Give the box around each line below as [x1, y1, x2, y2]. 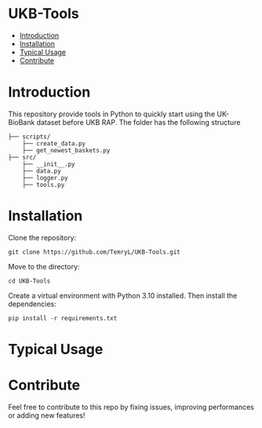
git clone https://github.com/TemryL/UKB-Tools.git [8, 248, 180, 256]
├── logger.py [22, 174, 68, 181]
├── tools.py [22, 181, 65, 188]
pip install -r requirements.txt [8, 314, 118, 322]
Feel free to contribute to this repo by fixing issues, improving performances [8, 402, 255, 412]
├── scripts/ [8, 133, 51, 141]
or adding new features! [8, 410, 86, 420]
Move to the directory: [8, 262, 80, 271]
